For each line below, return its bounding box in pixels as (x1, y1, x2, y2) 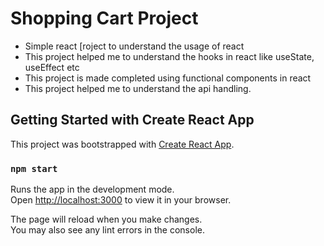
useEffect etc (24, 61, 80, 73)
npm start (10, 163, 58, 174)
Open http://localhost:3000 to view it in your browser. (10, 194, 232, 206)
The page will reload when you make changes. (10, 213, 203, 226)
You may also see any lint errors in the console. (10, 224, 205, 236)
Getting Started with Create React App (10, 112, 255, 129)
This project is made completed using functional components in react (24, 72, 312, 84)
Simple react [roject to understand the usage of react (24, 40, 245, 52)
